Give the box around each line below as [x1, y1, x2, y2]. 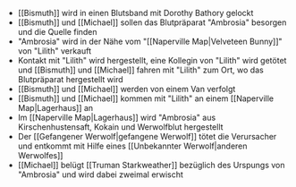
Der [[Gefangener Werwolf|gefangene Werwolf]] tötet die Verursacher [17, 132, 277, 141]
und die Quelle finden [17, 27, 97, 37]
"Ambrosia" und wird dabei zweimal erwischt [17, 169, 183, 180]
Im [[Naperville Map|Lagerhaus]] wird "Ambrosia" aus [17, 112, 216, 123]
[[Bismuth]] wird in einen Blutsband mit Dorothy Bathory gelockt [17, 8, 254, 18]
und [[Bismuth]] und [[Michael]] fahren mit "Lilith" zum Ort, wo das [17, 64, 264, 75]
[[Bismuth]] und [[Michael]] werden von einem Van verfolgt [17, 84, 236, 94]
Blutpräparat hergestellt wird [17, 74, 123, 84]
